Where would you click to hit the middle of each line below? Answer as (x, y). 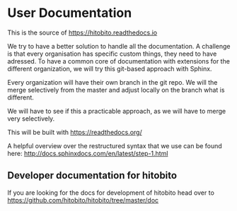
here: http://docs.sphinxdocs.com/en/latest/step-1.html (88, 153)
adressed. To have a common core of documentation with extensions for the (118, 61)
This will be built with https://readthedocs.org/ (75, 132)
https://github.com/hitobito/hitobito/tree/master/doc (83, 200)
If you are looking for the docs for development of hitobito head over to (111, 193)
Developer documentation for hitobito (92, 175)
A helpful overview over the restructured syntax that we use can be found (115, 145)
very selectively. (31, 119)
